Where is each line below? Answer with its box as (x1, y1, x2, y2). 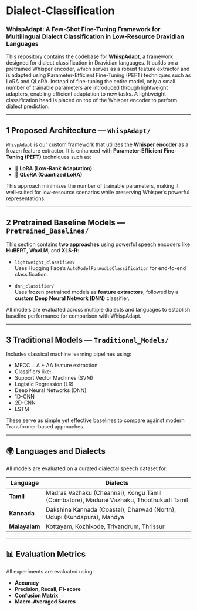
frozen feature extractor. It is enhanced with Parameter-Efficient (6, 147, 163, 154)
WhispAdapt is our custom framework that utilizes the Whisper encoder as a (6, 141, 189, 148)
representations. (6, 195, 46, 202)
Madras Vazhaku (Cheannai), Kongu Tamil (46, 488, 162, 497)
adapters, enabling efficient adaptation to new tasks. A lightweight (6, 90, 166, 97)
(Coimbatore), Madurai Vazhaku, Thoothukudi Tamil (46, 496, 188, 504)
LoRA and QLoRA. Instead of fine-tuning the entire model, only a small (6, 78, 176, 85)
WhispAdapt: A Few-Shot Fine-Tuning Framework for (6, 25, 161, 33)
